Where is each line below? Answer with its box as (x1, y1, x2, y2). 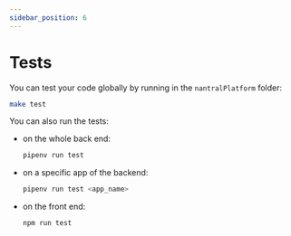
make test (9, 99, 47, 109)
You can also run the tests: (9, 116, 109, 127)
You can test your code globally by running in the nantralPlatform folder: (9, 82, 283, 93)
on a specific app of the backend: (22, 167, 149, 178)
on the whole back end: (22, 133, 112, 145)
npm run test (22, 219, 73, 228)
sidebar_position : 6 (9, 13, 88, 23)
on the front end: (22, 201, 86, 212)
